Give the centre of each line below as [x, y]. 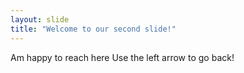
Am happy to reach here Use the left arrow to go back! [122, 57]
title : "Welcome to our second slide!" [93, 29]
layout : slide [40, 19]
